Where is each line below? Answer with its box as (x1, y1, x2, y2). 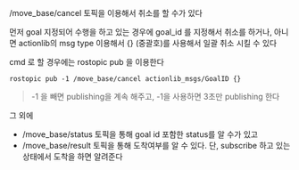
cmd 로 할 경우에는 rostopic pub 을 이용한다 (9, 57, 165, 67)
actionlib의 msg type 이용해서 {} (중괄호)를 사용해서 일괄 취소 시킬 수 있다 (18, 38, 278, 48)
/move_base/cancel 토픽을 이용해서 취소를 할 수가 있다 (9, 8, 203, 18)
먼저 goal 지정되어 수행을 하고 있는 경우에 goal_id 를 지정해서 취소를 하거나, (9, 27, 272, 37)
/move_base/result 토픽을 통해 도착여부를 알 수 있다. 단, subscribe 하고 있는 (21, 141, 291, 150)
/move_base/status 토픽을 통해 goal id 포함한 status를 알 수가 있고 (21, 129, 259, 140)
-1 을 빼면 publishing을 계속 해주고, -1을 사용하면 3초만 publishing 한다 (30, 92, 280, 101)
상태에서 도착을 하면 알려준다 (21, 151, 123, 162)
